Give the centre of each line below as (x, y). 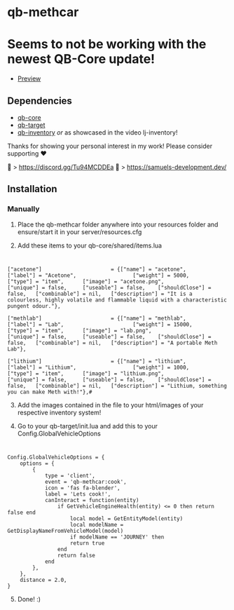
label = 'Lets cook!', (78, 494)
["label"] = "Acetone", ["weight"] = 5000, (98, 275)
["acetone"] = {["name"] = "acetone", (97, 269)
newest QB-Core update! (81, 59)
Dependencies (40, 101)
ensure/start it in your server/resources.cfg (80, 231)
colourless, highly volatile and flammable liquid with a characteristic (117, 300)
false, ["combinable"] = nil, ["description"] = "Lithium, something (117, 386)
